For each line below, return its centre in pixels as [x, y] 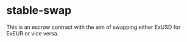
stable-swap [39, 10]
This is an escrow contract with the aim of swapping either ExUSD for [94, 27]
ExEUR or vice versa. [33, 33]
